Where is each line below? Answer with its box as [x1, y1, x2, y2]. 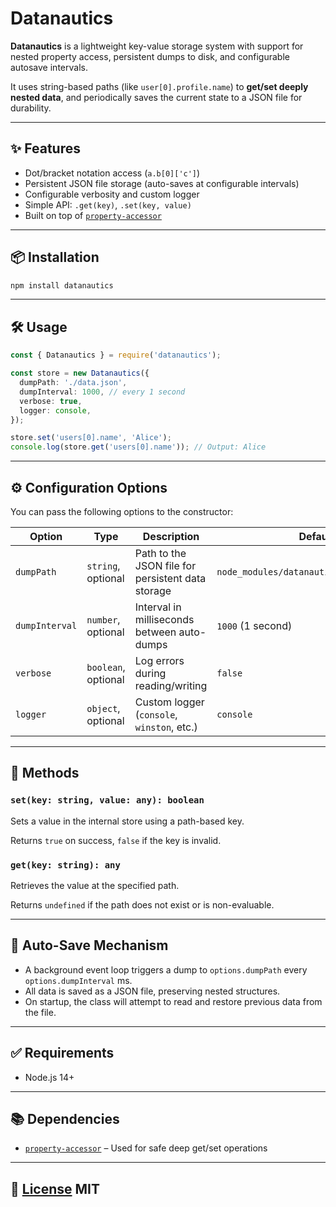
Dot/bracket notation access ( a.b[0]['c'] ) [24, 167, 201, 179]
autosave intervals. [10, 61, 88, 73]
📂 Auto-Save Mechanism [10, 937, 169, 954]
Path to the [134, 546, 187, 560]
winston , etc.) [134, 720, 198, 734]
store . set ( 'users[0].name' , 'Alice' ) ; [10, 433, 172, 443]
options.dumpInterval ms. [24, 974, 133, 986]
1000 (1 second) [216, 618, 293, 632]
